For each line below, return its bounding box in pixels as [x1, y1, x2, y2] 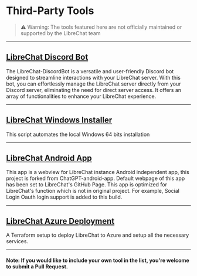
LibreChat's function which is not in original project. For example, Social [6, 188, 180, 195]
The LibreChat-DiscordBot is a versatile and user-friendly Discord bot [6, 67, 174, 74]
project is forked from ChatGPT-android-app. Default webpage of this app [6, 175, 185, 182]
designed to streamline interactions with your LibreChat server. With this [6, 74, 181, 81]
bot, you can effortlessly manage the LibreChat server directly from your [6, 80, 181, 87]
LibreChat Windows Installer [6, 115, 113, 125]
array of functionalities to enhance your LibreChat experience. [6, 93, 157, 100]
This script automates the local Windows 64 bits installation [6, 131, 150, 138]
